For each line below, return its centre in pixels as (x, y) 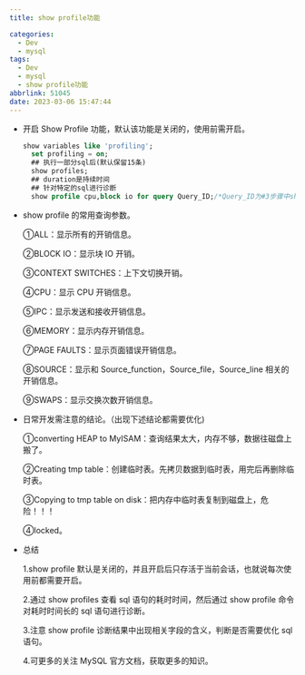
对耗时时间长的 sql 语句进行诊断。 (86, 611)
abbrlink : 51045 (40, 93)
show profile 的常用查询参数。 (79, 215)
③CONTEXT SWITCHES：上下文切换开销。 (105, 272)
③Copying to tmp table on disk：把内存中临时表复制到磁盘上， (142, 499)
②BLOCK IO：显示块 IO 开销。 (81, 253)
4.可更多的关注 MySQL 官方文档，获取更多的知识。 (118, 660)
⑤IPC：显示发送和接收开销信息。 (87, 311)
